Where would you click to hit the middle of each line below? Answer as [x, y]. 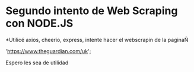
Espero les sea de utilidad [37, 63]
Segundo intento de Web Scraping [92, 11]
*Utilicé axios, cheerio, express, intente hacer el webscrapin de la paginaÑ [97, 40]
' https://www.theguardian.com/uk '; [48, 51]
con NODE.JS [39, 23]
